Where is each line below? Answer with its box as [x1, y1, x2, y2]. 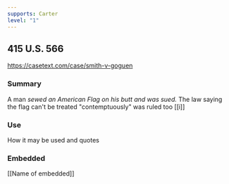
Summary [7, 79, 42, 88]
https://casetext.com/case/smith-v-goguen [7, 61, 133, 70]
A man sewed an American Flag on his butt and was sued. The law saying [7, 95, 223, 103]
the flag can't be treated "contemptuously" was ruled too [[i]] [7, 103, 185, 111]
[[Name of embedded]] [7, 169, 75, 178]
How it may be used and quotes [7, 136, 100, 144]
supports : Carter [7, 10, 58, 18]
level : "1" [7, 17, 39, 24]
